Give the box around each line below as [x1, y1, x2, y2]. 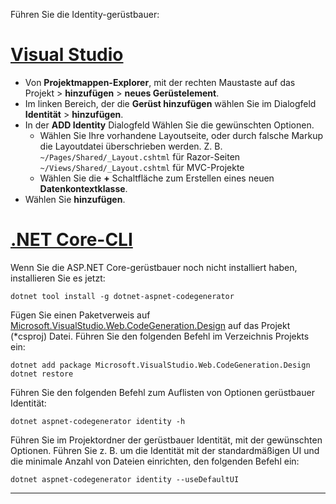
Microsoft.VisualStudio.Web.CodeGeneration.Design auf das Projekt [10, 319, 291, 331]
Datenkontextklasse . [39, 182, 128, 194]
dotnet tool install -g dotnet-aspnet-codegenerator [10, 291, 235, 301]
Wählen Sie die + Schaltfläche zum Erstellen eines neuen [39, 172, 275, 184]
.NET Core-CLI [10, 229, 133, 251]
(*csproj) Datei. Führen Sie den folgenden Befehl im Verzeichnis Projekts [10, 330, 310, 342]
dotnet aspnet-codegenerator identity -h [10, 416, 186, 426]
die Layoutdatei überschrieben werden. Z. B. [39, 140, 223, 152]
